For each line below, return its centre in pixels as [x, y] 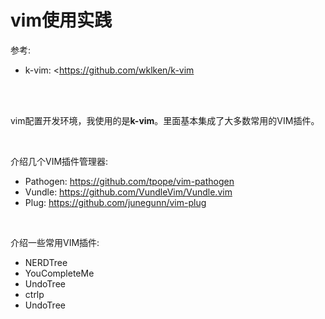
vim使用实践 [61, 20]
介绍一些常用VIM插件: [55, 242]
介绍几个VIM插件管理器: [59, 161]
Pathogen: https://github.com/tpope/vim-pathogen [129, 181]
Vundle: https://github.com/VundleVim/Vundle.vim [128, 192]
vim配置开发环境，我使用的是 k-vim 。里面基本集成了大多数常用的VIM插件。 [165, 120]
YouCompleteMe [59, 273]
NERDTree [46, 262]
